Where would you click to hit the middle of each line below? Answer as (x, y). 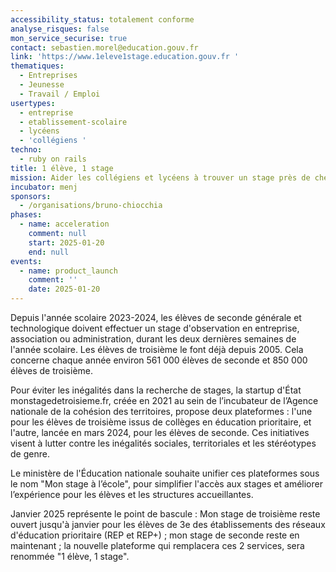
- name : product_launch (68, 271)
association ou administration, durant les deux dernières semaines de (153, 339)
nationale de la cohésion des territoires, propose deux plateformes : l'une (161, 411)
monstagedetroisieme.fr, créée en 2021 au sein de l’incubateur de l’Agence (164, 400)
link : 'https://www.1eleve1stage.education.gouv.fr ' (125, 57)
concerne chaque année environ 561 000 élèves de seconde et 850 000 (159, 360)
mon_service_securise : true (69, 38)
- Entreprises (48, 76)
